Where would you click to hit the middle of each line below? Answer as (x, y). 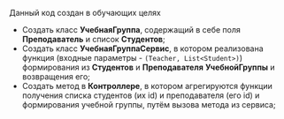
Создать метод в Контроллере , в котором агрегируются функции (147, 86)
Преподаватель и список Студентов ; (93, 39)
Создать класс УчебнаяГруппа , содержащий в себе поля (131, 30)
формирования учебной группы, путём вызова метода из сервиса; (149, 104)
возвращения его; (56, 77)
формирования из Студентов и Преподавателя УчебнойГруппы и (149, 67)
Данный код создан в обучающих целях (85, 13)
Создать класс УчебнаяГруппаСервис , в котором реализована (142, 48)
